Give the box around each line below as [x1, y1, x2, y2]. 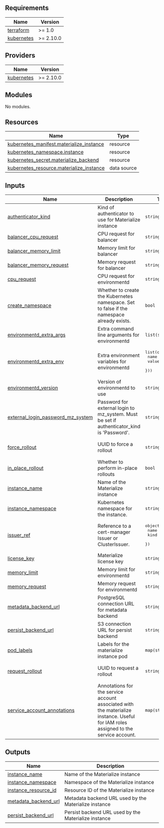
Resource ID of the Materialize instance [64, 786, 155, 793]
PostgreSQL [97, 594, 125, 601]
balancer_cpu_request [7, 234, 59, 241]
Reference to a [97, 522, 131, 529]
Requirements [5, 4, 49, 12]
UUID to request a [97, 665, 139, 672]
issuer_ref [7, 532, 31, 538]
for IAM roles [97, 719, 127, 726]
